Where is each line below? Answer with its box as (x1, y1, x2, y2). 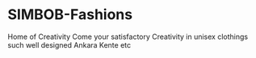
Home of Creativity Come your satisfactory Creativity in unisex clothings (7, 32, 248, 41)
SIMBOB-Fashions (7, 6, 133, 24)
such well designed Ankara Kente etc (7, 40, 131, 49)
